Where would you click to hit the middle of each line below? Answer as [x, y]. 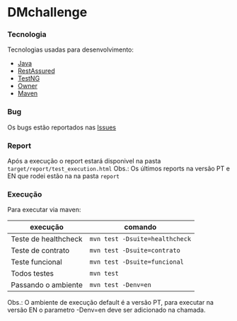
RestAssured [36, 71]
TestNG [29, 78]
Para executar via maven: [44, 210]
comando [140, 227]
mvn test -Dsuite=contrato [135, 251]
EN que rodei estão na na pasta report [64, 176]
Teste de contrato [40, 250]
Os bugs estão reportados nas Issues [62, 127]
